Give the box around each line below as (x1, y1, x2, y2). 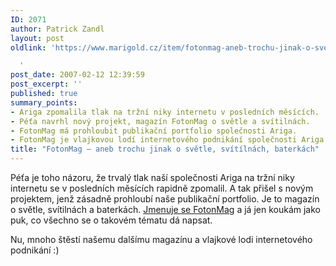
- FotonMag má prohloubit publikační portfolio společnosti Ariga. (10, 126, 298, 136)
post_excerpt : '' (10, 79, 83, 90)
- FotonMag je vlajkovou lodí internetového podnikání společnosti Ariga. (10, 135, 329, 145)
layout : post (10, 33, 65, 43)
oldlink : (10, 42, 47, 53)
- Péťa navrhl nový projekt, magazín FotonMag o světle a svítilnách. (10, 116, 311, 126)
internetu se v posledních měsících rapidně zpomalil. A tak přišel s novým (10, 182, 314, 194)
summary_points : (10, 97, 78, 108)
